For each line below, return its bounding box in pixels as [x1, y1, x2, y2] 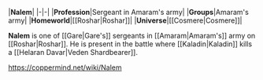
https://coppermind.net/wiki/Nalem [8, 63, 122, 72]
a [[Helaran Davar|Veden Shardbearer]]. [8, 48, 138, 56]
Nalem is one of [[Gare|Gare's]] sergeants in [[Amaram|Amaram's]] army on [8, 31, 256, 40]
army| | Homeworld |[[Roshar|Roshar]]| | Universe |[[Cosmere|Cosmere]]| [8, 16, 243, 25]
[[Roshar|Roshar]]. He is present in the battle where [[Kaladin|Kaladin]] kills [8, 39, 253, 49]
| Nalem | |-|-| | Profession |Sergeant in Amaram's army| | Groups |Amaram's [8, 8, 250, 16]
